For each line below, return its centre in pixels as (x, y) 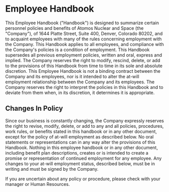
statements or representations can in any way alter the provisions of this (80, 142)
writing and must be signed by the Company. (52, 169)
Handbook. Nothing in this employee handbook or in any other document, (81, 148)
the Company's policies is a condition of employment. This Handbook (77, 50)
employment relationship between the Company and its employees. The (80, 82)
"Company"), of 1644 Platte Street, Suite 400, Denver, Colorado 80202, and (84, 33)
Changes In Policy (34, 108)
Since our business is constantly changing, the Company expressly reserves (84, 121)
